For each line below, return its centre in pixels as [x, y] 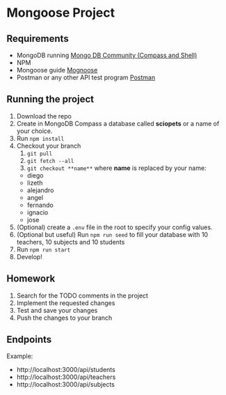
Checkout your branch [49, 146]
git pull [40, 154]
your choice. [34, 131]
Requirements [38, 39]
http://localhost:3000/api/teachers [66, 377]
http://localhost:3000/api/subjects [66, 385]
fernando [40, 205]
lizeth [35, 183]
